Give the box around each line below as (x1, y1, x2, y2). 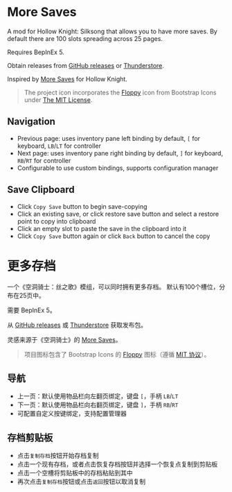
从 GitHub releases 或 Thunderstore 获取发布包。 (7, 321, 148, 329)
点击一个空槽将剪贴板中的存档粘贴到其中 (17, 469, 133, 477)
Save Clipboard (7, 184, 75, 196)
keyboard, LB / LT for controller (17, 142, 102, 150)
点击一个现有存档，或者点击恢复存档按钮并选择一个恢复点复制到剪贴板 (17, 460, 218, 468)
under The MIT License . (24, 95, 93, 104)
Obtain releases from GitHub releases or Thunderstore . (7, 61, 165, 69)
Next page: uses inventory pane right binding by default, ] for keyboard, (17, 149, 224, 157)
